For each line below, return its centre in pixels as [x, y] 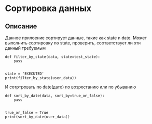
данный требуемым [25, 48]
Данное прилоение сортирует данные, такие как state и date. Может [76, 38]
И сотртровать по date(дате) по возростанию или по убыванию [70, 87]
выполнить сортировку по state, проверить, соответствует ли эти [73, 43]
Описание [21, 26]
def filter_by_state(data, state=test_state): [53, 57]
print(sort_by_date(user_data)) [37, 117]
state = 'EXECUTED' [25, 74]
